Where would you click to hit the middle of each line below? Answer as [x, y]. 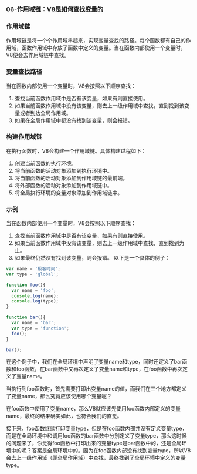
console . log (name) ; [35, 296]
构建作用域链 [24, 137]
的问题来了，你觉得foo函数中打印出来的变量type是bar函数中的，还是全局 [94, 443]
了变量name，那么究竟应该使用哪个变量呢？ [59, 396]
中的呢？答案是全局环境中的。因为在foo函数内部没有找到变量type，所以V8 [101, 451]
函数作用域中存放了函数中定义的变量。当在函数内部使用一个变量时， [103, 48]
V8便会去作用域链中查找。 [38, 55]
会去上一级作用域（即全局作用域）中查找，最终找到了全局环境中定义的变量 [96, 458]
